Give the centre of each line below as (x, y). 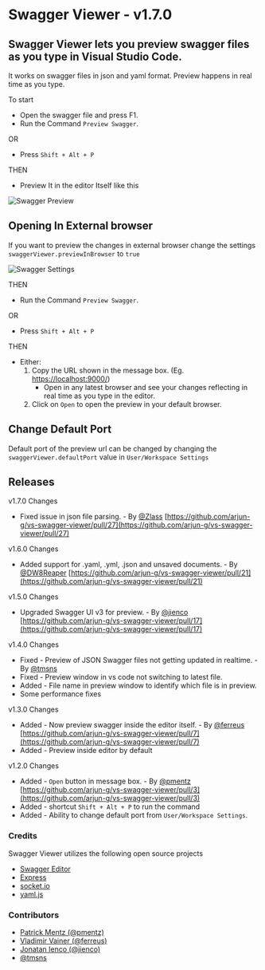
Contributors (34, 915)
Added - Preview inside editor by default (86, 751)
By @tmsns (39, 668)
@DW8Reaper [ (45, 573)
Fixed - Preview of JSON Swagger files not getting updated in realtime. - (139, 660)
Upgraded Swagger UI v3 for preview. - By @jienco (104, 613)
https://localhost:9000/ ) (71, 379)
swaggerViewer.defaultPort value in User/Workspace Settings (109, 457)
